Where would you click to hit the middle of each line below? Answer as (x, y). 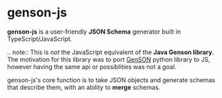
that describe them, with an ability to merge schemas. (84, 87)
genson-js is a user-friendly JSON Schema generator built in (94, 32)
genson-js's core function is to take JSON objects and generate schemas (111, 79)
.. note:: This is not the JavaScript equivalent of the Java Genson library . (111, 52)
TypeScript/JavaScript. (40, 38)
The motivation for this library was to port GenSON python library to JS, (109, 59)
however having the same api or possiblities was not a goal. (92, 66)
